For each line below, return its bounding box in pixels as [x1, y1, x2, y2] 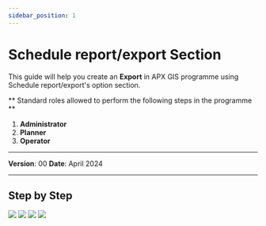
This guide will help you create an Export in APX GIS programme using [8, 72, 239, 81]
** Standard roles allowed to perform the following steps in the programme [8, 96, 253, 105]
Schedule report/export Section [8, 45, 222, 63]
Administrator [19, 119, 67, 129]
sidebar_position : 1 [8, 11, 77, 20]
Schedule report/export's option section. [8, 80, 141, 89]
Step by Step [8, 189, 73, 202]
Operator [19, 136, 51, 145]
